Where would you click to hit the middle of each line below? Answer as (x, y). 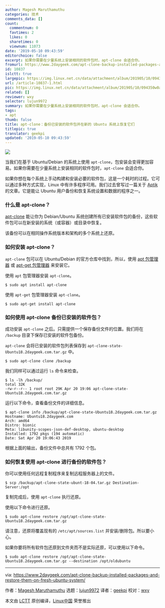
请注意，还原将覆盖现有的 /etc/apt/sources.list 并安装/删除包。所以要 (78, 531)
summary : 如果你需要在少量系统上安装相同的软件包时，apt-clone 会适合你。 (74, 106)
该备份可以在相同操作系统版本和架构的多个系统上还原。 (61, 233)
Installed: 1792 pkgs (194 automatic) (45, 434)
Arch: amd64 (17, 421)
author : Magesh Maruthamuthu (35, 10)
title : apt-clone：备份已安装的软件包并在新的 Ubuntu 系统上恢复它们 (70, 124)
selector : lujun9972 (26, 102)
